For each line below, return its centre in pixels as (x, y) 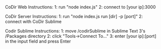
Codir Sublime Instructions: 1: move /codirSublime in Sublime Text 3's (75, 31)
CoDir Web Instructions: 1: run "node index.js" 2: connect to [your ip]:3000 (80, 7)
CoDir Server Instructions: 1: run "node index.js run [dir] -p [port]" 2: (74, 16)
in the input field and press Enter (38, 41)
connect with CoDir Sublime (33, 22)
